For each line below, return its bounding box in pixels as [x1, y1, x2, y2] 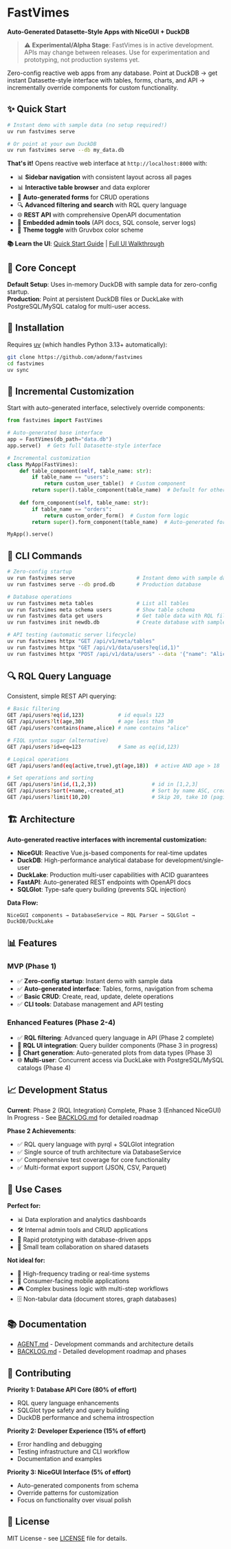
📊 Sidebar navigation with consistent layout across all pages [16, 173, 192, 182]
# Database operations [7, 593, 72, 600]
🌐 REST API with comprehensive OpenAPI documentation [16, 211, 181, 219]
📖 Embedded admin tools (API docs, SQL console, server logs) [16, 219, 196, 227]
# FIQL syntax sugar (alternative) [7, 737, 109, 744]
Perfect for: [7, 1202, 41, 1210]
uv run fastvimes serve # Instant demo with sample [7, 575, 217, 582]
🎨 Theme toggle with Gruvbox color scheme [16, 226, 144, 234]
